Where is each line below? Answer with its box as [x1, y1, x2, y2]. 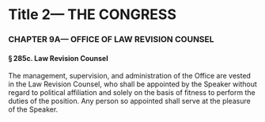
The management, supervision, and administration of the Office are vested [8, 71, 252, 81]
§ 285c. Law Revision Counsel [8, 53, 108, 63]
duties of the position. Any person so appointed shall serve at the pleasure [8, 97, 251, 106]
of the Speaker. [8, 105, 59, 114]
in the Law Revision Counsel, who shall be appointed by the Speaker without [8, 79, 257, 89]
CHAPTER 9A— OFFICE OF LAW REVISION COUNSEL [8, 34, 215, 45]
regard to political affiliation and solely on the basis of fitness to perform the [8, 88, 256, 97]
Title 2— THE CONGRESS [8, 6, 176, 24]
